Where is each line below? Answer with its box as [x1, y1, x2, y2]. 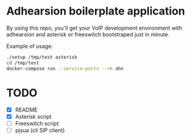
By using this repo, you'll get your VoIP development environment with [6, 24, 182, 32]
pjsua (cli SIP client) [15, 126, 65, 134]
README [15, 106, 38, 113]
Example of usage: [6, 42, 54, 50]
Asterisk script [15, 113, 52, 120]
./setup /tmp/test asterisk [6, 54, 78, 60]
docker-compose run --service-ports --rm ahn [6, 65, 123, 72]
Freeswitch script [15, 119, 59, 127]
